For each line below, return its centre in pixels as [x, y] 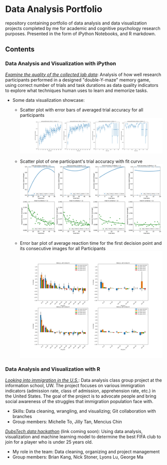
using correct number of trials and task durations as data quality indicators [82, 85]
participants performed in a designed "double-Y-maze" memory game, [78, 80]
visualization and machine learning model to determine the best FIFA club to [83, 437]
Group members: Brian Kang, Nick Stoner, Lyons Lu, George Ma [78, 457]
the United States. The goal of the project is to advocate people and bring [81, 396]
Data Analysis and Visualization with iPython [61, 63]
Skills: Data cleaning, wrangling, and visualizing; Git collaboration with [84, 411]
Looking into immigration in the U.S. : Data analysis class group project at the [83, 380]
